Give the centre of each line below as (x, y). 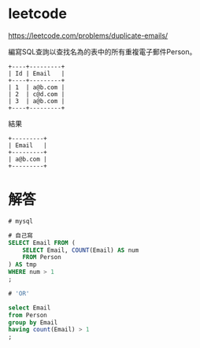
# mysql (21, 221)
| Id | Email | (37, 73)
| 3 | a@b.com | (37, 101)
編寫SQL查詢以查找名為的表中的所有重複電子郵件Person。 (102, 51)
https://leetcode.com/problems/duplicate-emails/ (88, 35)
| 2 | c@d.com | (37, 94)
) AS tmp (22, 265)
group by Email (33, 322)
